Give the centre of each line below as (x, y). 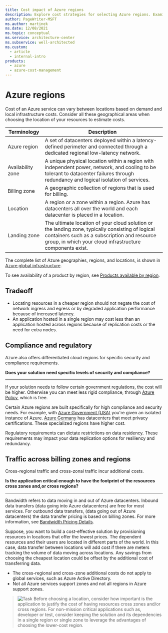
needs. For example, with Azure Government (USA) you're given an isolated (83, 412)
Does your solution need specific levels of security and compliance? (78, 372)
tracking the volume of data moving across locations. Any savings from (78, 553)
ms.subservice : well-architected (40, 43)
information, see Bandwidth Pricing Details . (49, 522)
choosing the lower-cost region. (50, 625)
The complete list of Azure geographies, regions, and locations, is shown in (83, 260)
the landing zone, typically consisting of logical (100, 229)
